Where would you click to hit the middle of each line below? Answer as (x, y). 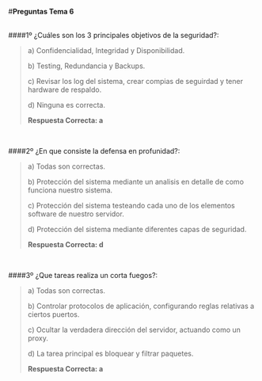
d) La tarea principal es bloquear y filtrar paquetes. (110, 353)
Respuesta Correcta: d (66, 244)
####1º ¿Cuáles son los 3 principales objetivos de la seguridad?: (114, 35)
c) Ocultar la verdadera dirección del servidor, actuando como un (134, 330)
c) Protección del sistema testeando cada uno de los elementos (131, 206)
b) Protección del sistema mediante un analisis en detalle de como (135, 182)
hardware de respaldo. (65, 90)
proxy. (38, 338)
